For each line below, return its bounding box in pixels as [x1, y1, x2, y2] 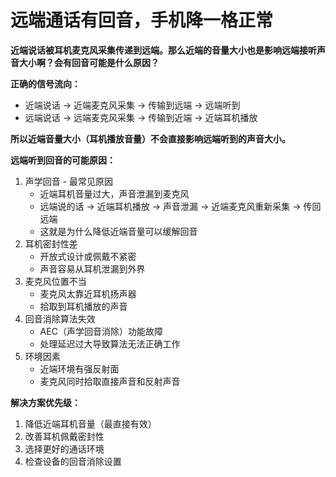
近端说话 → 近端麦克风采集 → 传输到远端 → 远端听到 [24, 99, 241, 111]
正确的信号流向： [10, 77, 81, 90]
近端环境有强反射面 [39, 362, 120, 375]
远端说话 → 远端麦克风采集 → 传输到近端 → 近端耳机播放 [24, 111, 258, 123]
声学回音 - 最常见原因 [24, 175, 114, 187]
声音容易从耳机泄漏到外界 [39, 262, 146, 275]
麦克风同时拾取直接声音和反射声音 [39, 375, 181, 387]
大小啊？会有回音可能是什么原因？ [18, 56, 160, 68]
